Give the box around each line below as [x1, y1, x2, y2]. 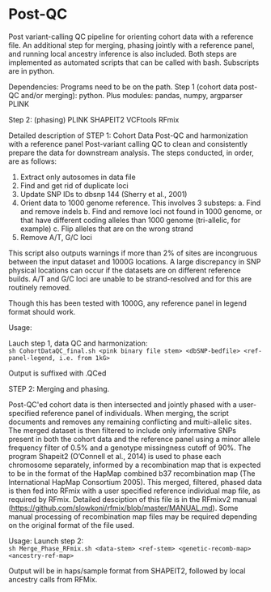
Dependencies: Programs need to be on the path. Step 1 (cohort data [8, 82, 239, 92]
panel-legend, [8, 354, 57, 362]
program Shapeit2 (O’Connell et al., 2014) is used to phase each [8, 451, 222, 461]
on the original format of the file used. [8, 520, 135, 530]
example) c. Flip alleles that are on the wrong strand [19, 224, 194, 234]
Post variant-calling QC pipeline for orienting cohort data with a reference [8, 32, 254, 41]
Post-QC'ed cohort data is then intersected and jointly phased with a [8, 399, 237, 410]
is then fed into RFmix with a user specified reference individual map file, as [8, 486, 260, 495]
